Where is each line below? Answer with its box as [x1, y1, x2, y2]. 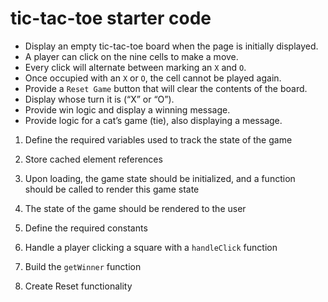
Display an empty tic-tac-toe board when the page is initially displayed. [24, 40, 319, 52]
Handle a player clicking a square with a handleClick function [24, 241, 278, 253]
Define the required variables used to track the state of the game [24, 133, 293, 146]
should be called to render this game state [24, 183, 200, 195]
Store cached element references [24, 153, 163, 165]
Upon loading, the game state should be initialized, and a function [24, 172, 296, 184]
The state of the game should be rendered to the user [24, 202, 247, 214]
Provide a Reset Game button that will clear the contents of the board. [24, 82, 308, 94]
